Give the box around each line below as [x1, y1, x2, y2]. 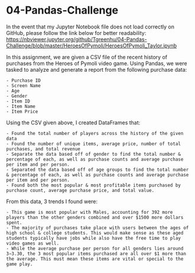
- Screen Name [6, 82, 41, 89]
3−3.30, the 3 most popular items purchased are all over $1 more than [6, 250, 186, 256]
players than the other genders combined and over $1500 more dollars [6, 214, 184, 220]
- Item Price [6, 108, 38, 114]
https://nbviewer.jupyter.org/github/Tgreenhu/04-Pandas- [6, 36, 147, 43]
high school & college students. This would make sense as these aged [6, 230, 184, 236]
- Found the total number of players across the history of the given [6, 130, 184, 136]
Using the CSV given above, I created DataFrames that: [6, 119, 141, 126]
